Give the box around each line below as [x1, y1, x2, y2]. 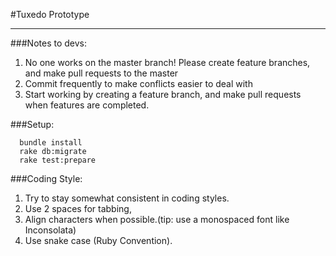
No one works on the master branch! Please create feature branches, [24, 57, 311, 68]
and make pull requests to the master [24, 67, 179, 79]
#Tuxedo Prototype [10, 9, 90, 20]
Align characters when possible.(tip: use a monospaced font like [24, 214, 290, 225]
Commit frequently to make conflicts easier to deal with [24, 78, 253, 89]
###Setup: [10, 119, 55, 130]
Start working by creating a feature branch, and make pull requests [24, 89, 302, 100]
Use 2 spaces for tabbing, [24, 203, 132, 214]
